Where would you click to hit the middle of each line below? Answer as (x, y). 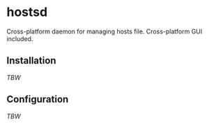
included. (20, 38)
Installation (31, 61)
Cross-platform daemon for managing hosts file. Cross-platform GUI (104, 31)
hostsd (27, 12)
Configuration (38, 99)
